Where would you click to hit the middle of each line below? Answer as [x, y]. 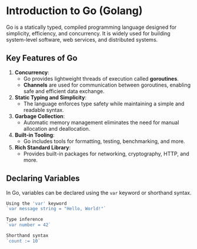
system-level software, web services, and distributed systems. [82, 39]
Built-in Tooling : [34, 135]
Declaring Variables [43, 179]
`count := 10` [24, 241]
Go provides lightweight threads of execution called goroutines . [101, 78]
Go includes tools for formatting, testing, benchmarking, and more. [104, 141]
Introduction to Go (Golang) [74, 11]
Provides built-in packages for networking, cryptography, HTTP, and [106, 154]
